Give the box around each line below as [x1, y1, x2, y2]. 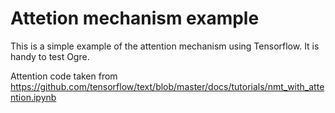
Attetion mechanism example [10, 7, 260, 30]
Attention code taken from [10, 70, 118, 82]
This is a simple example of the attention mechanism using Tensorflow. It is [10, 40, 320, 52]
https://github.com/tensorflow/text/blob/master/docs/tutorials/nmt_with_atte [10, 80, 325, 92]
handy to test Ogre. [10, 50, 90, 62]
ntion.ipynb [10, 91, 57, 103]
